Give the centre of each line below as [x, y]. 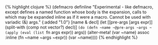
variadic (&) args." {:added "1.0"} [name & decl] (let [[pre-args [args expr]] [79, 22]
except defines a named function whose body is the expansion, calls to [76, 12]
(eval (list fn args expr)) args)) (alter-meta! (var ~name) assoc [85, 32]
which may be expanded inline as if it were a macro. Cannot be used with [78, 17]
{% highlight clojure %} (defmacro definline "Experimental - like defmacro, [79, 7]
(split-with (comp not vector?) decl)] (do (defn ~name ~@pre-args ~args [76, 27]
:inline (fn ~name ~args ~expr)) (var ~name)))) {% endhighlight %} [71, 37]
